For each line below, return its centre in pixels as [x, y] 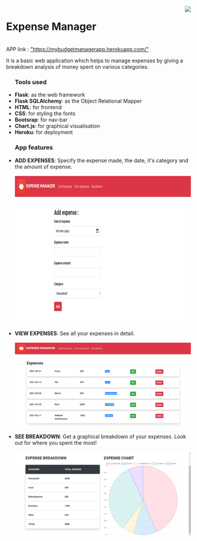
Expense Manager [51, 27]
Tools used [30, 82]
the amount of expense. [43, 166]
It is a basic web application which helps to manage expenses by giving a [95, 61]
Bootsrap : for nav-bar [41, 120]
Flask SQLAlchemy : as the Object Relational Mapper [78, 101]
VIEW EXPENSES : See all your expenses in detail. [74, 333]
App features [34, 147]
